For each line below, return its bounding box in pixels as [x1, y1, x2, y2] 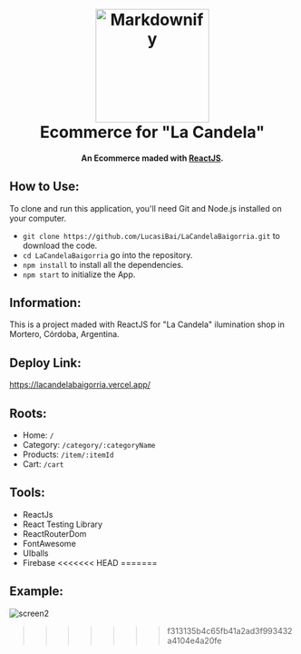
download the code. [22, 240, 98, 251]
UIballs [22, 548, 49, 559]
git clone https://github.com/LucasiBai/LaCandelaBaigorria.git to [22, 230, 281, 241]
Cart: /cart [22, 459, 64, 470]
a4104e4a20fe [167, 635, 222, 646]
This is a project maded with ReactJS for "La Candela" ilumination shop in [9, 319, 286, 330]
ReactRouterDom [22, 528, 87, 539]
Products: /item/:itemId [22, 449, 114, 461]
